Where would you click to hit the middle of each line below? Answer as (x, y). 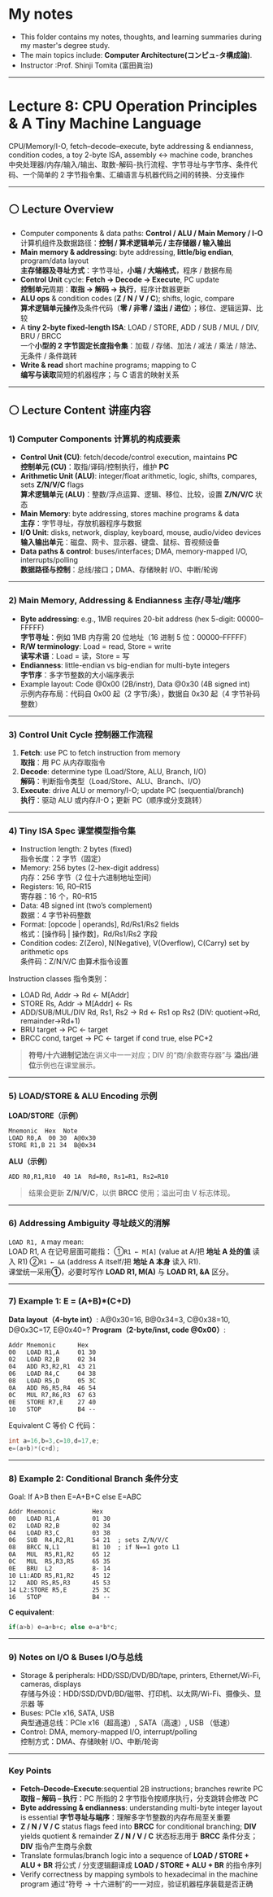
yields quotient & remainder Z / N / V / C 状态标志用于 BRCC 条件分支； (139, 1836)
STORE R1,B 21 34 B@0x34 (52, 1145)
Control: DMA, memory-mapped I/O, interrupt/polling (108, 1732)
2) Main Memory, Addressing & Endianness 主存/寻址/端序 (125, 601)
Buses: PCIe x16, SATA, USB (67, 1713)
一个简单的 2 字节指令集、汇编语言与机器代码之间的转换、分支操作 (134, 174)
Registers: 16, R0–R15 (56, 887)
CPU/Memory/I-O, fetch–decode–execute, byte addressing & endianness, (131, 146)
